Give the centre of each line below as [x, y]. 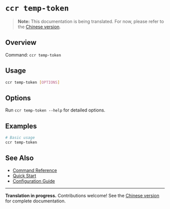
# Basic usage [20, 138]
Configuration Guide [34, 181]
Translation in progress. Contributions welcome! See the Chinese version [82, 195]
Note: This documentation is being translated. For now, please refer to [91, 21]
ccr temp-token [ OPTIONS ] [32, 82]
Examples [21, 126]
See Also [19, 158]
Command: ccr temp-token [33, 55]
